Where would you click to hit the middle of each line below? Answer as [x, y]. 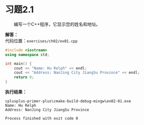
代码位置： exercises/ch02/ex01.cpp [41, 41]
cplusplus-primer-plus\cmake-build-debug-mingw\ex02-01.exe [68, 101]
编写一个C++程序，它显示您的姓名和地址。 [57, 24]
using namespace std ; [27, 55]
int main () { [18, 63]
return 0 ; [24, 77]
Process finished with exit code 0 [42, 119]
